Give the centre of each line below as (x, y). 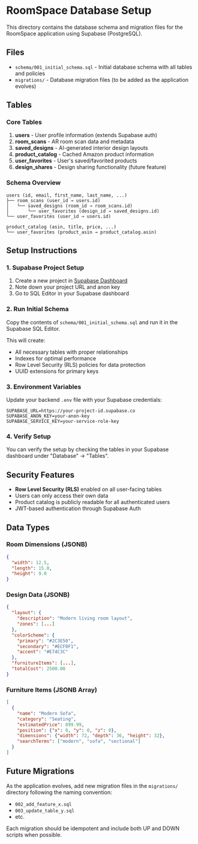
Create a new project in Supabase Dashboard (71, 281)
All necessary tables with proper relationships (71, 352)
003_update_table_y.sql (45, 811)
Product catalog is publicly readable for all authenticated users (92, 502)
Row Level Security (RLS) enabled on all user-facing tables (88, 489)
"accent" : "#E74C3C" (43, 652)
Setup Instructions (42, 251)
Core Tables (24, 122)
